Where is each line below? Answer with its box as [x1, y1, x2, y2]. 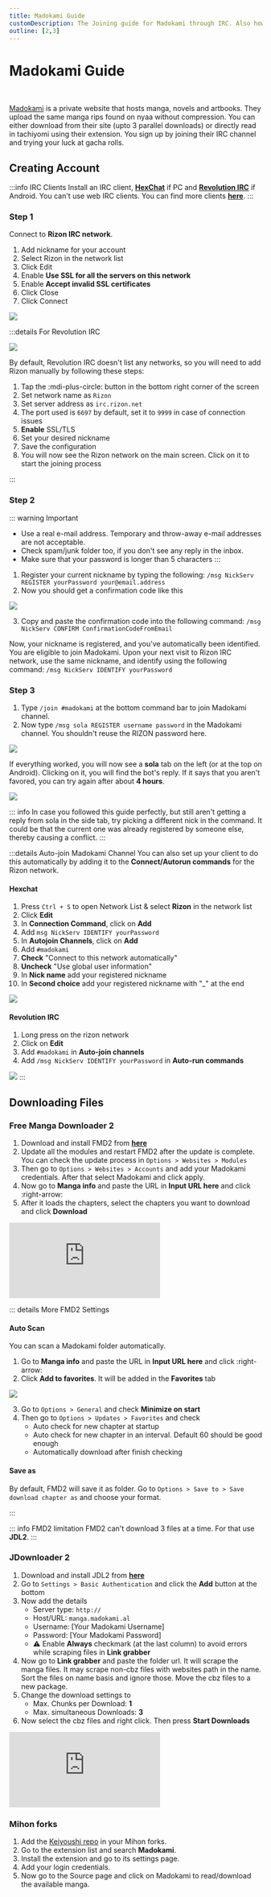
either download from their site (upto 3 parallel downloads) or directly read [9, 121, 257, 130]
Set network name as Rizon [20, 391, 112, 400]
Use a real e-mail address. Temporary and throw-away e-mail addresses [20, 528, 262, 538]
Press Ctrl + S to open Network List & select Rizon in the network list [20, 902, 253, 911]
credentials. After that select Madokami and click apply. [20, 1172, 206, 1182]
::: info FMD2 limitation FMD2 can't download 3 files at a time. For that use [9, 1523, 255, 1533]
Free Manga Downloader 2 [9, 1120, 115, 1131]
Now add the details [20, 1596, 88, 1606]
